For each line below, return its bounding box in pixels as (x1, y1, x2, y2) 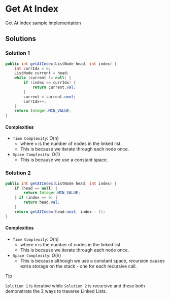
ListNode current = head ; (14, 70, 70, 76)
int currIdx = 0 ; (14, 66, 51, 71)
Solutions (5, 34, 37, 43)
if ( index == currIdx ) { (23, 80, 76, 85)
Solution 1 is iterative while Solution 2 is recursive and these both (5, 282, 146, 289)
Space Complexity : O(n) (12, 252, 61, 258)
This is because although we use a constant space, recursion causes (20, 257, 165, 264)
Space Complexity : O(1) (12, 152, 60, 158)
